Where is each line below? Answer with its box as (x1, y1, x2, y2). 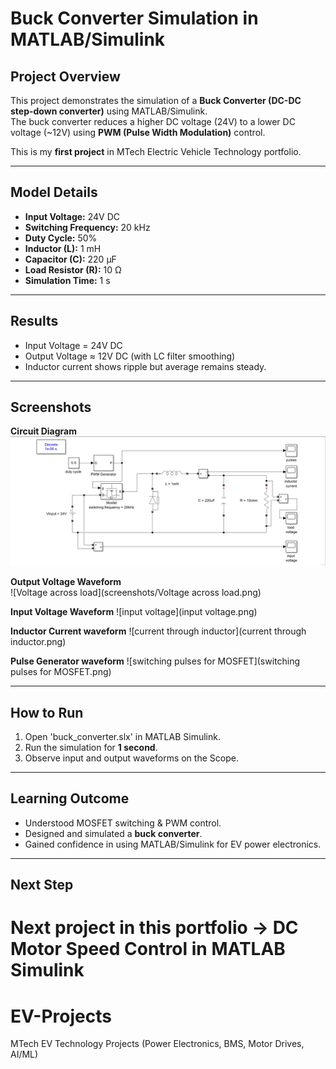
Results (10, 313, 59, 330)
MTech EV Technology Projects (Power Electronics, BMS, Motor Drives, (10, 1038, 305, 1050)
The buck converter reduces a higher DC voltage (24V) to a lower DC (10, 116, 296, 127)
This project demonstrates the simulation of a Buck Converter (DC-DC (10, 95, 302, 106)
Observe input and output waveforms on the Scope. (24, 752, 239, 764)
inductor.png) (10, 636, 67, 648)
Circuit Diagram (10, 425, 77, 437)
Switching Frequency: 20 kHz (24, 221, 151, 233)
